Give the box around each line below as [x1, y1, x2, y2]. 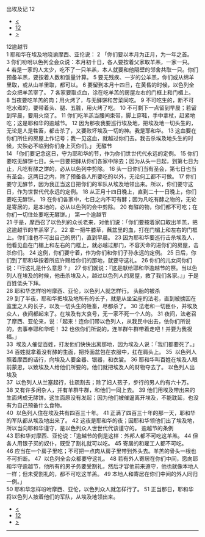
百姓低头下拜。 [6, 279, 44, 287]
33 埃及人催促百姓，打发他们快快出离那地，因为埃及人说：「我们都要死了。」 [6, 341, 198, 348]
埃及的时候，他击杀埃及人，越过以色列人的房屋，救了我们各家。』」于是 [22, 272, 199, 279]
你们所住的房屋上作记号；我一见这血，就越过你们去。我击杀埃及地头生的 [6, 135, 188, 142]
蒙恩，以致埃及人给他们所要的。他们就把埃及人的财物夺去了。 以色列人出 [11, 364, 195, 370]
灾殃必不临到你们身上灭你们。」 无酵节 [16, 142, 112, 150]
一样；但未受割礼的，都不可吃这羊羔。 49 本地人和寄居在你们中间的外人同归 [6, 470, 198, 477]
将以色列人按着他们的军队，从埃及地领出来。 [6, 493, 119, 500]
